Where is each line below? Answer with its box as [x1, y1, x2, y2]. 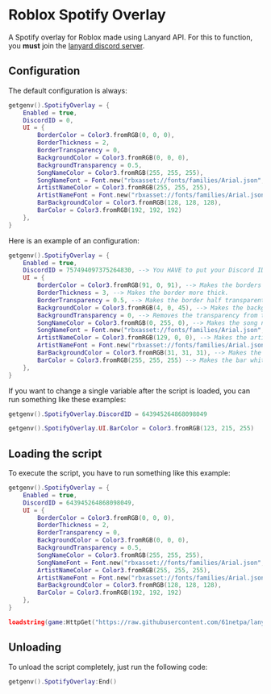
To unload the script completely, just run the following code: [8, 662, 208, 671]
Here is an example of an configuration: [8, 235, 140, 245]
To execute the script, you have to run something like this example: [8, 468, 231, 478]
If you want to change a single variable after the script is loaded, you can [8, 385, 251, 396]
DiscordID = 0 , [23, 116, 74, 124]
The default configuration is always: [8, 85, 127, 95]
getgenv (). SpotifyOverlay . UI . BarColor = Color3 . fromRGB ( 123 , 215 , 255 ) [8, 425, 255, 433]
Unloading [8, 641, 62, 655]
